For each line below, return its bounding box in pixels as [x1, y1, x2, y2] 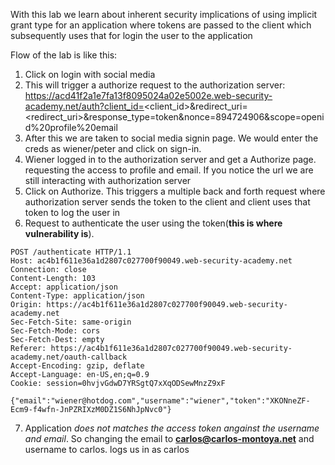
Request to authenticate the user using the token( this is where [24, 217, 283, 229]
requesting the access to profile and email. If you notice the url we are [24, 164, 314, 176]
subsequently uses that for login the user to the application [10, 30, 253, 41]
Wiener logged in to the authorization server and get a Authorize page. [24, 154, 317, 165]
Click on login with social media [24, 69, 156, 80]
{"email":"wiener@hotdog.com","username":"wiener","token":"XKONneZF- [10, 396, 311, 406]
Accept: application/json [10, 282, 118, 292]
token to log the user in [24, 207, 121, 218]
